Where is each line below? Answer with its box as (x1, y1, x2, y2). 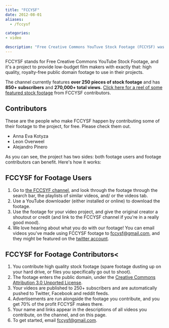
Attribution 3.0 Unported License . (12, 279, 83, 286)
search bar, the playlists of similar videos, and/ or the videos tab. (12, 192, 148, 198)
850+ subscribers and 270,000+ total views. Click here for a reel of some (5, 84, 163, 90)
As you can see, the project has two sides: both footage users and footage (5, 153, 161, 159)
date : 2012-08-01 (5, 12, 42, 17)
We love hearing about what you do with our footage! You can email (12, 225, 155, 231)
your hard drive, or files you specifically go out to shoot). (12, 269, 132, 275)
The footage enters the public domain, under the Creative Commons (12, 274, 156, 280)
